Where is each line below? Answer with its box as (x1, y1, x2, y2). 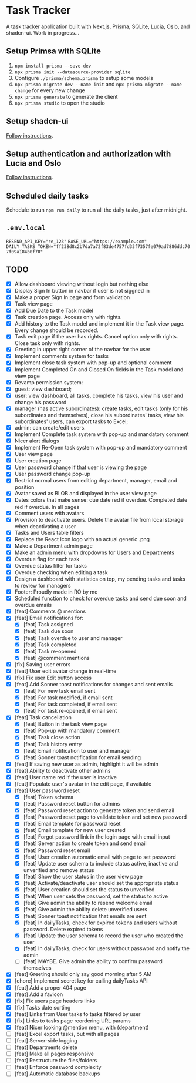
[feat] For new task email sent (23, 688, 96, 694)
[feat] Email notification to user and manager (23, 747, 132, 754)
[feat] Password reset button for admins (23, 800, 120, 807)
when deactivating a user (14, 522, 76, 529)
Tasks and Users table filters (14, 529, 84, 536)
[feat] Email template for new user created (23, 827, 126, 834)
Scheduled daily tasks (6, 190, 89, 200)
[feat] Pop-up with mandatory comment (23, 727, 120, 735)
